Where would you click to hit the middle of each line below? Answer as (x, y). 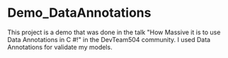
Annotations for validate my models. (60, 47)
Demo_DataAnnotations (79, 13)
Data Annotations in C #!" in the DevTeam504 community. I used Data (109, 39)
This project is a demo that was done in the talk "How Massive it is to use (114, 32)
